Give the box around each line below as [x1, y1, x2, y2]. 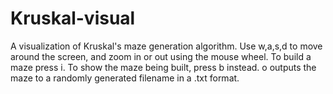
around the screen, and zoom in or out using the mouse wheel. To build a [10, 50, 312, 62]
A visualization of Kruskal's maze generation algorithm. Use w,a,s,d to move [10, 40, 323, 52]
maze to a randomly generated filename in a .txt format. [10, 72, 240, 84]
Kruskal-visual [10, 7, 136, 30]
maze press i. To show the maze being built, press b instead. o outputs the [10, 61, 317, 73]
